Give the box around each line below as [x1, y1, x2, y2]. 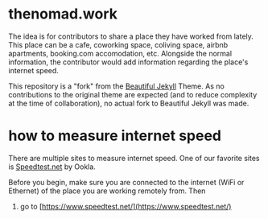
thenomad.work [8, 5, 118, 23]
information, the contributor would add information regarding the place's [8, 57, 249, 67]
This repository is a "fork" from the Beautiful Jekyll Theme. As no [8, 81, 225, 91]
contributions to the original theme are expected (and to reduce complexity [8, 89, 258, 99]
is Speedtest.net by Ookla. [8, 162, 97, 171]
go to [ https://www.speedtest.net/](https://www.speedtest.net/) [19, 201, 232, 211]
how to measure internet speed [8, 126, 221, 145]
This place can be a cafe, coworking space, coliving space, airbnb [8, 39, 229, 49]
